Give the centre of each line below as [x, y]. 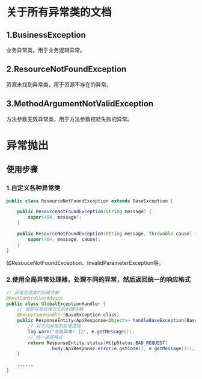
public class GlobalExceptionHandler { [56, 304]
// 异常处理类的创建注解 [33, 293]
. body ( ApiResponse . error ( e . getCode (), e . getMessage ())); [122, 348]
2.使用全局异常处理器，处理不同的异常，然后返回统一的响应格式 [99, 280]
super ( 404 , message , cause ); [64, 239]
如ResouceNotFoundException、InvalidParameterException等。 [85, 262]
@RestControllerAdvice [35, 298]
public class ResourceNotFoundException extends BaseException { [90, 201]
